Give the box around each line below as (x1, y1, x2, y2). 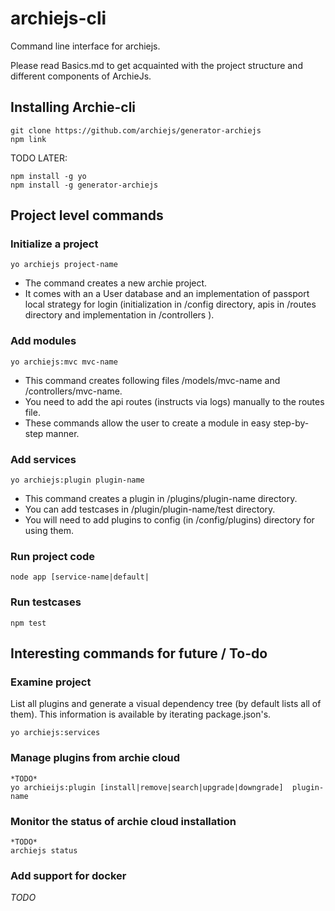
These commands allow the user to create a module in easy (24, 417, 272, 429)
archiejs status (10, 845, 78, 856)
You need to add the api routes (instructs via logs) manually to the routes (24, 395, 325, 407)
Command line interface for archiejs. (10, 40, 161, 52)
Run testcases (10, 595, 82, 609)
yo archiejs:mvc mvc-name (10, 357, 118, 367)
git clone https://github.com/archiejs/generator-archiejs (10, 125, 262, 136)
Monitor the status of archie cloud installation (10, 814, 237, 828)
